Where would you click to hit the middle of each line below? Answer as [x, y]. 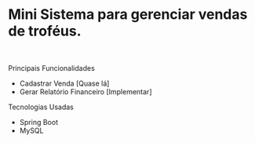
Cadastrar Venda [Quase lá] [64, 83]
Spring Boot [39, 122]
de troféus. [45, 31]
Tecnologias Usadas [41, 107]
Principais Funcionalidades [52, 68]
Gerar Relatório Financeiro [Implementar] [86, 91]
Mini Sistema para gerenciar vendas [128, 15]
